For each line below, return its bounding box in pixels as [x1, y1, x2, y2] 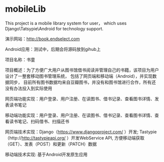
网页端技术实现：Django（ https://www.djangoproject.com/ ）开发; [5, 129, 139, 135]
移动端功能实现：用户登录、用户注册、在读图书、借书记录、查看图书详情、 [5, 112, 155, 118]
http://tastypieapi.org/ [21, 135, 66, 140]
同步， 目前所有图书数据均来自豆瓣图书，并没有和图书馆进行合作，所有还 [9, 79, 156, 85]
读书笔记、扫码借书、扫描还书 [9, 118, 69, 124]
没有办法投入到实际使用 [5, 85, 52, 91]
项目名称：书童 [5, 56, 35, 62]
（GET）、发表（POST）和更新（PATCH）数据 [5, 141, 97, 147]
